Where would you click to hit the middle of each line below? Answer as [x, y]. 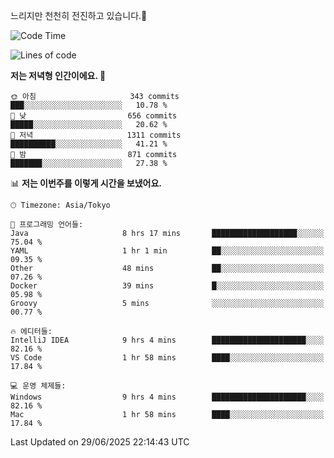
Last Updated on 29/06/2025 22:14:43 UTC [100, 442]
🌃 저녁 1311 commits [96, 135]
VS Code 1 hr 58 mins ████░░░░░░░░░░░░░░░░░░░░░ [167, 358]
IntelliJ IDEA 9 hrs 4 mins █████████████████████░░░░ [167, 340]
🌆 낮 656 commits [94, 116]
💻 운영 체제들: [38, 386]
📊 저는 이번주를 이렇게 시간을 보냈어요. [86, 183]
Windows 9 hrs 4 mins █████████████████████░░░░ [167, 397]
